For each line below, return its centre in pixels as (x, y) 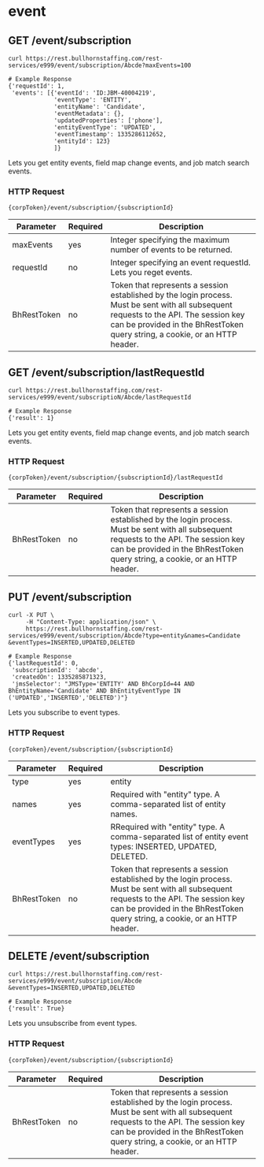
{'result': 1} (31, 418)
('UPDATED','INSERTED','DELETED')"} (68, 698)
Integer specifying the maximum (170, 240)
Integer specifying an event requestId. (181, 262)
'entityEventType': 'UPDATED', (105, 128)
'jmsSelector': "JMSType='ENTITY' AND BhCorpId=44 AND (103, 684)
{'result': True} (37, 1009)
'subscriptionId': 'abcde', (57, 671)
